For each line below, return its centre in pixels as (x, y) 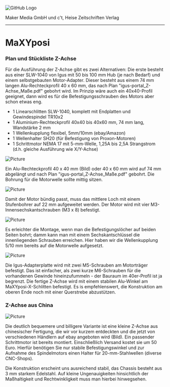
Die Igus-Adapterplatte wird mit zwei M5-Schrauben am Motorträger (77, 265)
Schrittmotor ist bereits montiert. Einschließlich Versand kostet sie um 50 (81, 342)
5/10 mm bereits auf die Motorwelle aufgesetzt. (54, 246)
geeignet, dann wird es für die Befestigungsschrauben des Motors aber (80, 97)
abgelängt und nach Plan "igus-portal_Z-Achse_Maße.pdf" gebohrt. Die (80, 174)
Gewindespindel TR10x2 (38, 117)
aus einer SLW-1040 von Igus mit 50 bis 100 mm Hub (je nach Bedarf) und (83, 75)
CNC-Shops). (19, 358)
